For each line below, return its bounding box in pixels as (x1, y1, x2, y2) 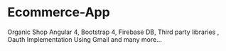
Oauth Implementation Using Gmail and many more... (7, 35, 162, 43)
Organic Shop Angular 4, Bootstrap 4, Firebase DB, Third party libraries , (7, 28, 220, 36)
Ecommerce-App (7, 4, 110, 21)
